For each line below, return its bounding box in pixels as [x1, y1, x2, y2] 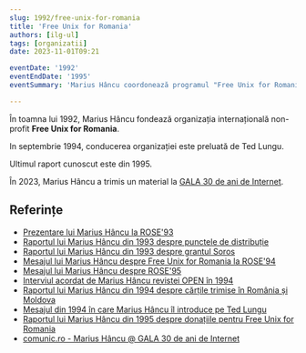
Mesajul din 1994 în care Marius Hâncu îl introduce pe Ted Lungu [22, 304, 267, 315]
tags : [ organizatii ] [9, 38, 88, 48]
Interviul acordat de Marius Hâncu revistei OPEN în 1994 [22, 275, 234, 286]
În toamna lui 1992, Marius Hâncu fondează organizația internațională [9, 113, 270, 124]
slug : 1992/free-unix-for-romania [9, 13, 141, 23]
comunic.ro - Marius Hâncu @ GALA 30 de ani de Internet [22, 333, 240, 344]
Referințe [9, 202, 64, 218]
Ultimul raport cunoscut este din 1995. [9, 158, 153, 169]
